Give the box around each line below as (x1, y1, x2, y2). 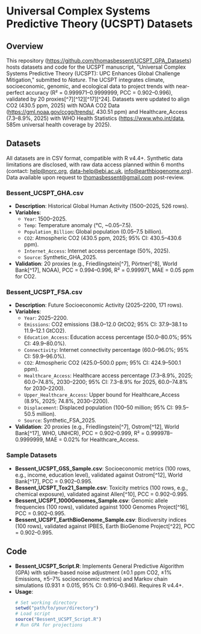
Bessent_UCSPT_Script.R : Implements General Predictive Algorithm (14, 562, 185, 570)
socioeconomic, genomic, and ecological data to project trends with (6, 83, 175, 90)
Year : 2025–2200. (23, 315, 68, 322)
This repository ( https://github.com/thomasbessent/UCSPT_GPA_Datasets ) (6, 57, 191, 64)
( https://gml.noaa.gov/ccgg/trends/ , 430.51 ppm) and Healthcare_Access (6, 108, 188, 115)
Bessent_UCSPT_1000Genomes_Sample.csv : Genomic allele (14, 497, 169, 504)
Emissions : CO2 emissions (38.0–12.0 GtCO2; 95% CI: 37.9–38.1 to (23, 321, 188, 328)
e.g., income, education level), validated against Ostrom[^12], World (14, 471, 183, 479)
